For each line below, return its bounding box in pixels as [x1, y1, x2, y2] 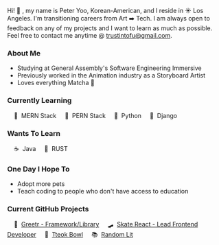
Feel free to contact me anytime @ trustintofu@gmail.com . [7, 32, 173, 39]
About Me [7, 48, 41, 58]
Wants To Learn [7, 128, 60, 138]
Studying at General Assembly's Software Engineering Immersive [16, 64, 202, 72]
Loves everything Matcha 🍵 [16, 79, 95, 87]
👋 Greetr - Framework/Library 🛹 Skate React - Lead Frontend [13, 220, 198, 229]
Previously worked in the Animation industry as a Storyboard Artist [16, 71, 206, 80]
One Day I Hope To [7, 164, 70, 174]
